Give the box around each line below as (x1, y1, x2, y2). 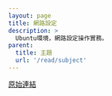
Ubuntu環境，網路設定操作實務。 (15, 34, 108, 42)
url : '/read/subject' (15, 57, 87, 65)
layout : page (8, 11, 52, 20)
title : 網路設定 (8, 19, 57, 27)
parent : (8, 42, 34, 50)
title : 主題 (15, 49, 53, 57)
